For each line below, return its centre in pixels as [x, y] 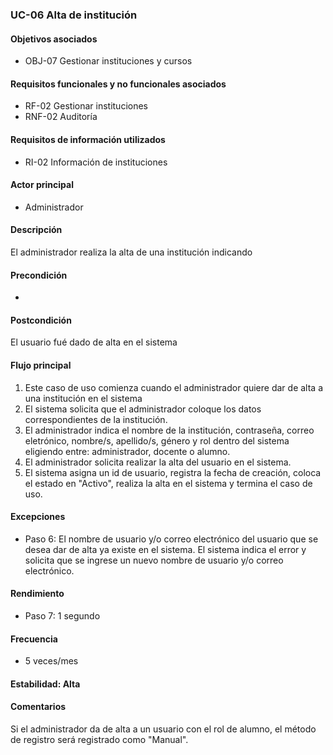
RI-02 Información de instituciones [96, 162]
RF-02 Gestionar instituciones [86, 106]
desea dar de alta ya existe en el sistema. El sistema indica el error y [165, 549]
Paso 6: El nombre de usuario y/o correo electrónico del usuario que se [171, 539]
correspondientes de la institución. [96, 419]
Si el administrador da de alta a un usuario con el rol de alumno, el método [163, 729]
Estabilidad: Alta [45, 684]
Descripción [36, 230]
